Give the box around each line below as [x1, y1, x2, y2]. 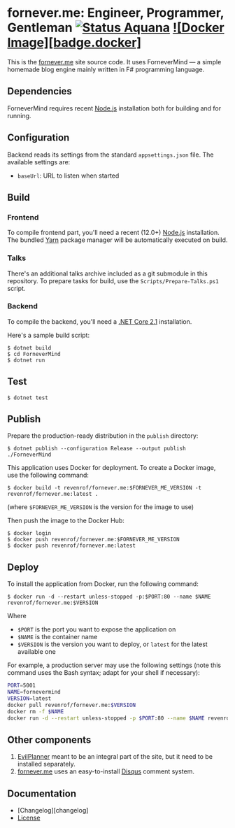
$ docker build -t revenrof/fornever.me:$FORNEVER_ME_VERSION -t [7, 485, 201, 492]
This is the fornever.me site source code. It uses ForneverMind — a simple [7, 57, 222, 66]
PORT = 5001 [7, 682, 36, 690]
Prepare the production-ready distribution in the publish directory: [7, 431, 199, 440]
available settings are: [7, 157, 71, 166]
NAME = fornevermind [7, 689, 61, 696]
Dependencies [7, 85, 72, 97]
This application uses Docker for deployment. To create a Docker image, [7, 464, 216, 472]
